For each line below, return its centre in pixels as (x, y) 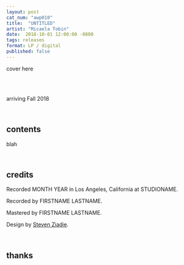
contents (24, 129)
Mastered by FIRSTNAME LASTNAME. (54, 213)
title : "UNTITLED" (31, 23)
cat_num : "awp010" (29, 18)
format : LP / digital (34, 46)
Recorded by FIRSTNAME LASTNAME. (54, 201)
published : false (28, 52)
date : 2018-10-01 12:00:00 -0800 (50, 35)
